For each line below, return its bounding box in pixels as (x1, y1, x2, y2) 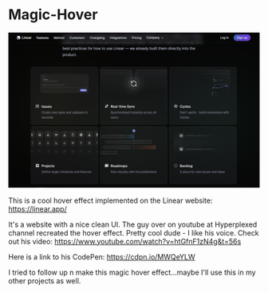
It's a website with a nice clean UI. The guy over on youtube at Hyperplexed (8, 220, 258, 229)
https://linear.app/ (8, 204, 68, 213)
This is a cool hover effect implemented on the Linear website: (8, 196, 213, 205)
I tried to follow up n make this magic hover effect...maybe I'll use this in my (8, 267, 257, 277)
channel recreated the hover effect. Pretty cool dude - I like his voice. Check (8, 228, 259, 237)
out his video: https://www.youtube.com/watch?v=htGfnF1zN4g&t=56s (8, 236, 242, 246)
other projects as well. (8, 275, 81, 285)
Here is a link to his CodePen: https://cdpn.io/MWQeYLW (8, 251, 195, 261)
